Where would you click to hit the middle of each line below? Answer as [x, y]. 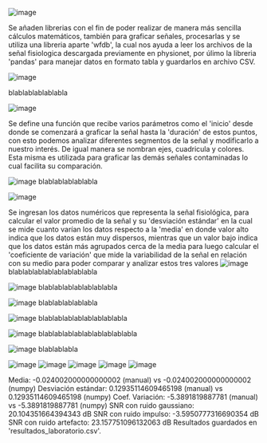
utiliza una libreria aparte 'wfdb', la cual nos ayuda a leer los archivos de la [130, 45]
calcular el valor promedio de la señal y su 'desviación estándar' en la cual [130, 221]
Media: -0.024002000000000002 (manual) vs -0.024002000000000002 [130, 380]
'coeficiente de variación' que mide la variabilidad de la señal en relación [128, 255]
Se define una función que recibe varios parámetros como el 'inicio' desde [131, 123]
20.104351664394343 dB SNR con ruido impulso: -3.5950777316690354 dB [133, 414]
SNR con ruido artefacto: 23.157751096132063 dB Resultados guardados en [133, 422]
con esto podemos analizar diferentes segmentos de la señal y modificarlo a [133, 140]
